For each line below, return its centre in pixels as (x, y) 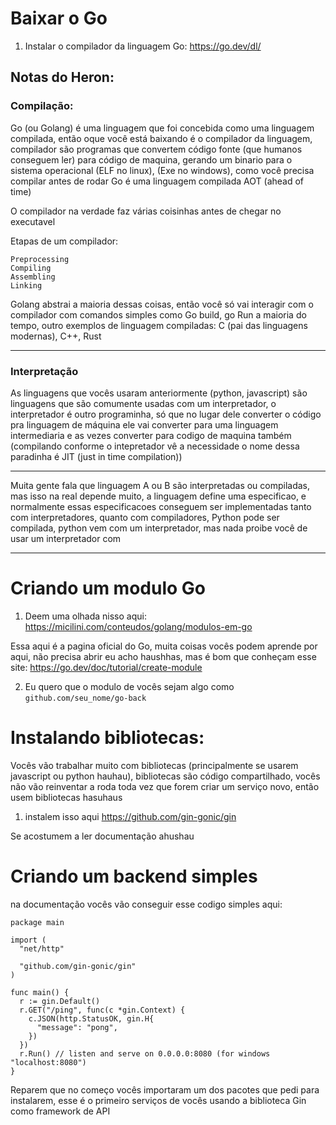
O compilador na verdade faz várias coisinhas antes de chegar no (146, 211)
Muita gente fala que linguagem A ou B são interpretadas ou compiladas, (160, 485)
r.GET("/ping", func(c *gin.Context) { (102, 1010)
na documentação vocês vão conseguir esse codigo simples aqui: (146, 904)
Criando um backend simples (134, 876)
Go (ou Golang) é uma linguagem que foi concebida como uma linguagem (162, 128)
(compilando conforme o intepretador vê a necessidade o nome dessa (155, 446)
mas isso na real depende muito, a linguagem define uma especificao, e (158, 496)
